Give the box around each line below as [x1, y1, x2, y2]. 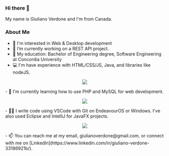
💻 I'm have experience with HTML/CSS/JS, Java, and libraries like [12, 62, 151, 68]
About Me [5, 29, 30, 36]
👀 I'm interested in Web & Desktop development [12, 40, 112, 46]
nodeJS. [12, 69, 30, 75]
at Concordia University [12, 56, 62, 62]
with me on [5, 140, 29, 146]
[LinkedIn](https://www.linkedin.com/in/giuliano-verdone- [29, 140, 150, 146]
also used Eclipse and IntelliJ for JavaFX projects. [5, 113, 108, 119]
